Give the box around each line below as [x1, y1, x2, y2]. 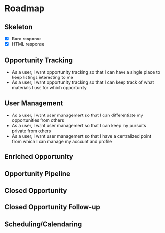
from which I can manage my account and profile [11, 138, 112, 144]
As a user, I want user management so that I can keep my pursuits [11, 122, 146, 128]
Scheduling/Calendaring [4, 220, 82, 228]
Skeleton [4, 23, 33, 31]
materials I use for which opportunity [11, 84, 87, 90]
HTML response [11, 41, 45, 47]
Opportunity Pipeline [4, 169, 70, 178]
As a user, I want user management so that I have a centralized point [11, 133, 152, 139]
